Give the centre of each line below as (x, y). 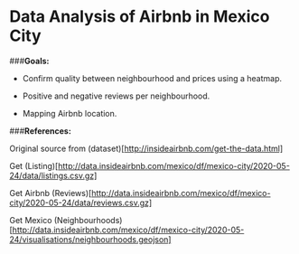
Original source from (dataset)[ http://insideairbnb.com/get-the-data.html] (146, 148)
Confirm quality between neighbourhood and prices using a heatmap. (152, 78)
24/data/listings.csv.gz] (53, 175)
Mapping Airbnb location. (70, 113)
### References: (41, 131)
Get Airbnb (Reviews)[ (51, 193)
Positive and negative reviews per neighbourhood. (116, 96)
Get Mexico (31, 220)
